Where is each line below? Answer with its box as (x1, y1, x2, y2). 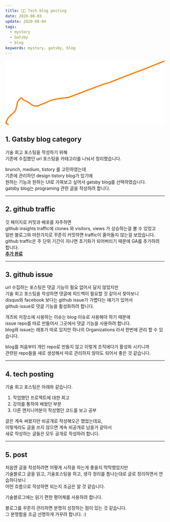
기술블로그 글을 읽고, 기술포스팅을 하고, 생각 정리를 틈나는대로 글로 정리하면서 (5, 471, 158, 477)
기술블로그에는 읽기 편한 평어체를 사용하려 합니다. (5, 494, 103, 500)
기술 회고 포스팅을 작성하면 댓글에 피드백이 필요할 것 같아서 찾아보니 (5, 291, 139, 297)
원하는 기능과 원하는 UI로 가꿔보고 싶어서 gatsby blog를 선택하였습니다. (5, 179, 147, 185)
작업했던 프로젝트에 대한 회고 (12, 395, 70, 401)
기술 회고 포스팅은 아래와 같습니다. (5, 384, 73, 390)
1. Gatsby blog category (5, 135, 82, 144)
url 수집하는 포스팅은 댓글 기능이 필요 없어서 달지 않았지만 (5, 284, 119, 290)
